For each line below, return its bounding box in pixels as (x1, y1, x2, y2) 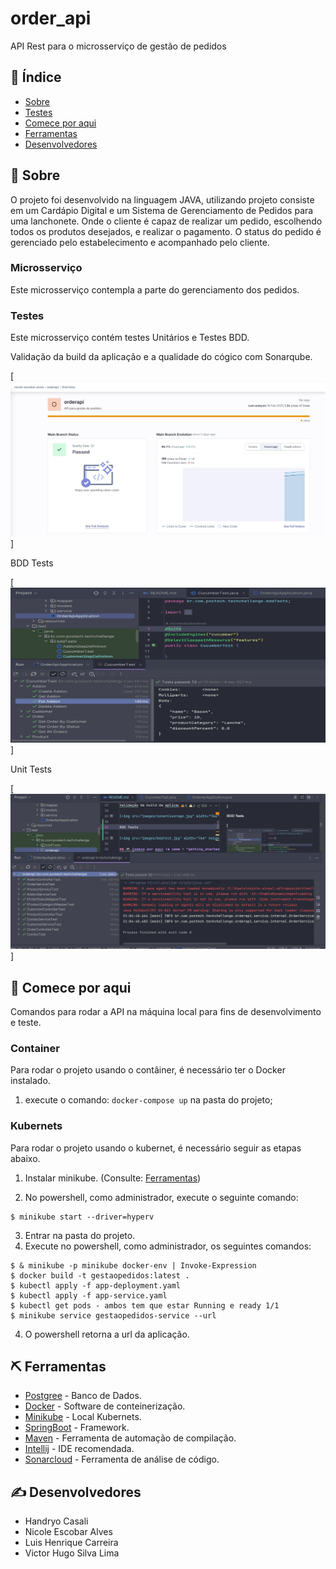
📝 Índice (10, 69, 62, 86)
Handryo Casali (24, 1515, 89, 1527)
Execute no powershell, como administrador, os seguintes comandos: (24, 1240, 312, 1252)
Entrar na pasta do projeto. (24, 1229, 136, 1241)
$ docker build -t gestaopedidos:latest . (10, 1270, 190, 1281)
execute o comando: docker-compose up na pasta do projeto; (24, 1094, 273, 1106)
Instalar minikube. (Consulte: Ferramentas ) (24, 1172, 202, 1184)
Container (10, 1041, 60, 1055)
